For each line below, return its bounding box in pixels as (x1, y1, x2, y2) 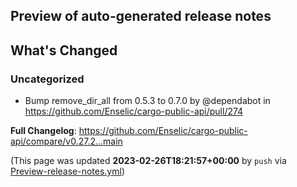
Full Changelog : (10, 125, 77, 137)
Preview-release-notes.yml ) (10, 165, 126, 178)
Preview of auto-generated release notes (10, 8, 272, 25)
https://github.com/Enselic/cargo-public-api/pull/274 (24, 105, 244, 118)
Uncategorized (10, 72, 85, 86)
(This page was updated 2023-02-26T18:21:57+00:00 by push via (10, 155, 287, 167)
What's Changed (10, 42, 118, 59)
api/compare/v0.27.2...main (10, 135, 123, 148)
